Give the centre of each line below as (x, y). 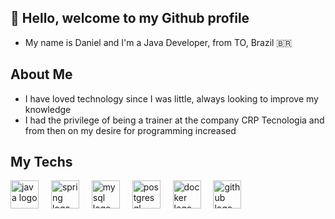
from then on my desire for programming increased (130, 130)
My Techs (41, 162)
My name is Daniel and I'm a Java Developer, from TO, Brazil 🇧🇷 (158, 42)
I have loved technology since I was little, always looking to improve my (171, 98)
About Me (41, 74)
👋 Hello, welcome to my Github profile (130, 18)
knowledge (48, 109)
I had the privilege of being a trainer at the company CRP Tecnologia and (174, 120)
